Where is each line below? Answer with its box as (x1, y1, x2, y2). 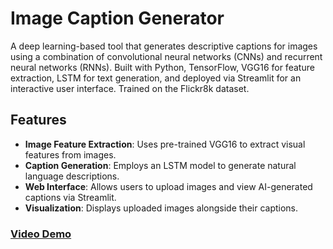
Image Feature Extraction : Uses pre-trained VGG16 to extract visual (24, 138, 306, 150)
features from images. (24, 148, 117, 161)
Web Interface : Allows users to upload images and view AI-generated (24, 180, 313, 192)
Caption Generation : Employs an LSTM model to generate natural (24, 159, 297, 171)
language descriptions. (24, 170, 120, 182)
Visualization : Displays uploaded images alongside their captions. (24, 202, 299, 214)
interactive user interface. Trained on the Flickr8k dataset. (10, 82, 250, 94)
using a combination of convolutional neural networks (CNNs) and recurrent (10, 50, 323, 62)
